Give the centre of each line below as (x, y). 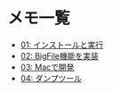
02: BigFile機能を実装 (59, 55)
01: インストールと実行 (62, 45)
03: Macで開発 (47, 67)
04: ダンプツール (51, 78)
